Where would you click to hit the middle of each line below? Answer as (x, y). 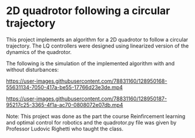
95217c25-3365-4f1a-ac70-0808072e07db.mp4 (65, 105)
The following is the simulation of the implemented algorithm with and (90, 63)
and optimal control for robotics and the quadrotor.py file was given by (91, 122)
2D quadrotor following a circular (88, 11)
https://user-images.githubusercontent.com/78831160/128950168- (87, 81)
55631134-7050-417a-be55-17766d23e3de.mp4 (65, 87)
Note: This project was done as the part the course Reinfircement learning (96, 116)
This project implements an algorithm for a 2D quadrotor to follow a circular (97, 39)
